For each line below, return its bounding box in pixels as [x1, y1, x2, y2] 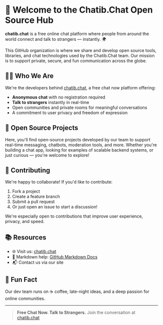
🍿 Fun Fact [5, 275, 37, 284]
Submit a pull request [12, 199, 55, 205]
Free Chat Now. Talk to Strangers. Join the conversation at [16, 309, 136, 315]
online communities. [5, 296, 46, 301]
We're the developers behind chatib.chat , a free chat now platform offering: [5, 85, 156, 90]
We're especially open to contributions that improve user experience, [5, 213, 143, 219]
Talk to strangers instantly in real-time [12, 99, 90, 105]
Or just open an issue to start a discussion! [12, 204, 98, 210]
